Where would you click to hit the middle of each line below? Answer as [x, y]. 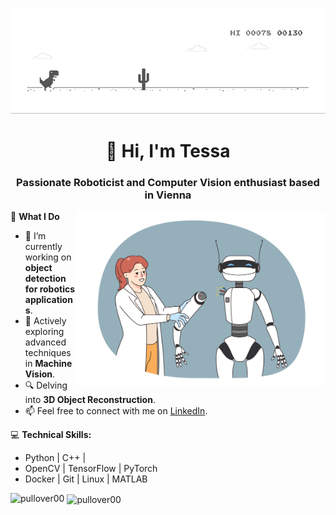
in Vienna [168, 195]
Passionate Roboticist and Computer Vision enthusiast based [168, 182]
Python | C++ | [55, 458]
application [48, 300]
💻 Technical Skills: [51, 435]
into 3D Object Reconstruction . [90, 400]
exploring [44, 332]
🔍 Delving [46, 385]
